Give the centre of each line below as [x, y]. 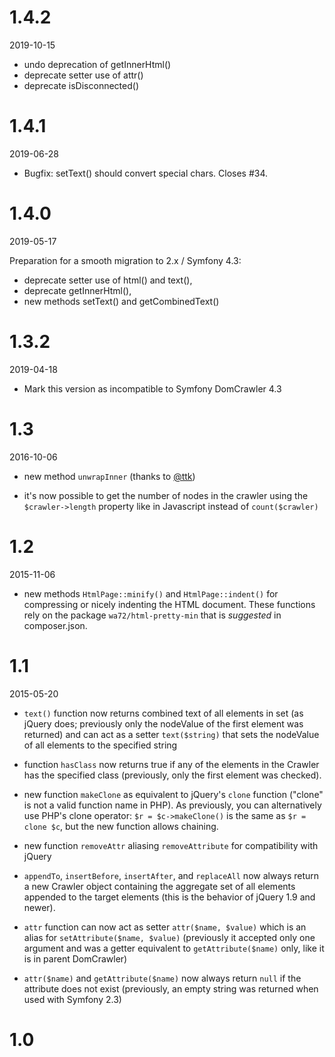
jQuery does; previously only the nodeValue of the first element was [163, 723]
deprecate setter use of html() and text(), [108, 280]
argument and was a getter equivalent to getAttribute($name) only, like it [174, 948]
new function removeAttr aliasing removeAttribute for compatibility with [171, 845]
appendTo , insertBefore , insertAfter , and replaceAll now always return [171, 875]
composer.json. [55, 625]
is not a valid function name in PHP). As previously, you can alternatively [172, 805]
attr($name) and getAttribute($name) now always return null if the [162, 978]
